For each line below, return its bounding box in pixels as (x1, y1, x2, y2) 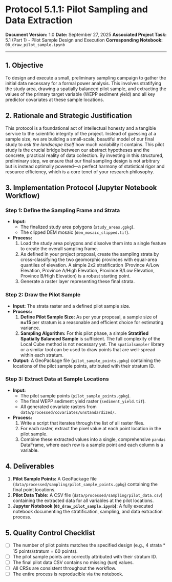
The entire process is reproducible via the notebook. (12, 571, 124, 577)
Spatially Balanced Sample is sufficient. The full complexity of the (20, 335, 161, 342)
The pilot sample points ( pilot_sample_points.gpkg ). (20, 392, 131, 398)
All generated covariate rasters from (20, 404, 97, 410)
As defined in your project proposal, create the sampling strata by (20, 251, 159, 257)
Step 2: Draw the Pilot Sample (5, 291, 81, 298)
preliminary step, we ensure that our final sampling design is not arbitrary (5, 157, 160, 164)
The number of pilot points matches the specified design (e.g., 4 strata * (12, 542, 165, 548)
